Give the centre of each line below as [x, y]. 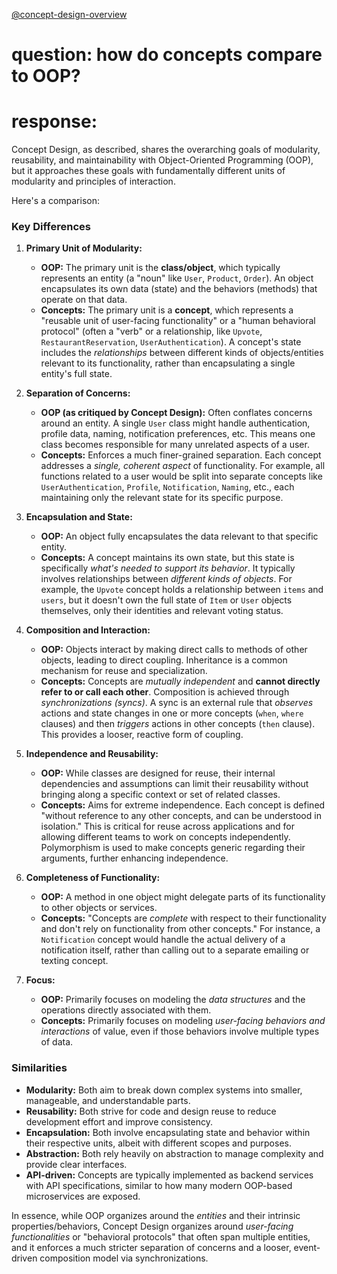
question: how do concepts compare [167, 55]
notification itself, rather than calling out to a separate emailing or [175, 950]
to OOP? [46, 76]
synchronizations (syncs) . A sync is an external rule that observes [177, 703]
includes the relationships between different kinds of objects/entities [182, 353]
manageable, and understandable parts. [108, 1100]
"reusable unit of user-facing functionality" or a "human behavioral [178, 321]
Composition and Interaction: [88, 630]
